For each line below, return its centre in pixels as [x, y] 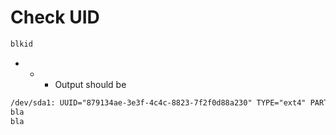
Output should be [90, 84]
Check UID [55, 17]
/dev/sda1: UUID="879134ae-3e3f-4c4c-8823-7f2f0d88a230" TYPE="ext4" [158, 102]
